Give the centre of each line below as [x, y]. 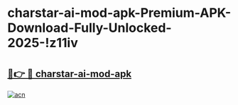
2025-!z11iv [43, 43]
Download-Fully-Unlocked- [90, 28]
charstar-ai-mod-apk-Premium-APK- [119, 13]
